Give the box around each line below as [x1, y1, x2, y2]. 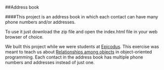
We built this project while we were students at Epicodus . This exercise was [5, 44, 159, 49]
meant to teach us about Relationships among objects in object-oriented [5, 49, 152, 55]
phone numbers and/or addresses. [5, 19, 76, 25]
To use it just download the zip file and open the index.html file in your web [5, 29, 158, 34]
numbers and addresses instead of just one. [5, 60, 95, 65]
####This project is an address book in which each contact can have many [5, 14, 159, 19]
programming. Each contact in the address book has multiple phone [5, 54, 143, 60]
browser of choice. [5, 34, 43, 40]
